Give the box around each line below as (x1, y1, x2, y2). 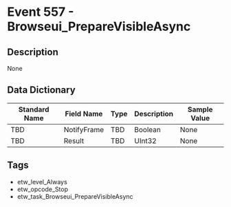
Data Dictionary (7, 84, 76, 96)
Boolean (133, 124, 162, 134)
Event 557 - (7, 4, 74, 20)
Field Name (65, 109, 103, 118)
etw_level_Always (16, 177, 67, 186)
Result (63, 135, 85, 145)
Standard (18, 105, 49, 114)
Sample (187, 105, 213, 114)
